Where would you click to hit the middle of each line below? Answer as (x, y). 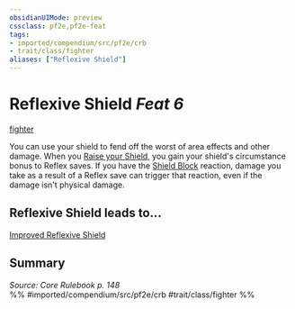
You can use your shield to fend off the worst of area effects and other (140, 146)
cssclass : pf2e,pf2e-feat (58, 26)
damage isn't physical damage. (67, 185)
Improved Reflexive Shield (58, 234)
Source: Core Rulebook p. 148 (65, 285)
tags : (19, 34)
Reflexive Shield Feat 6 (97, 104)
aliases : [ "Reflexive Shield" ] (68, 59)
